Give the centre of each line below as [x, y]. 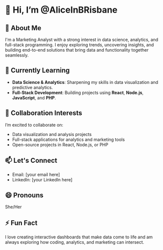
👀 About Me [23, 28]
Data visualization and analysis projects [52, 134]
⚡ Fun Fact [21, 223]
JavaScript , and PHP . [34, 97]
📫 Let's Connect [31, 161]
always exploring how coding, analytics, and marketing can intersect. [75, 242]
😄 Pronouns [24, 195]
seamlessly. [17, 55]
